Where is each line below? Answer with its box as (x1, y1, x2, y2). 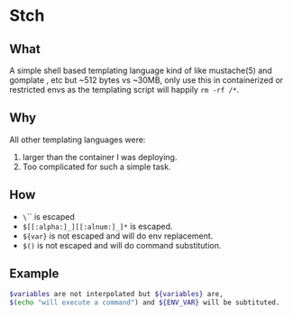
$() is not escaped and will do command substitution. (22, 239, 222, 250)
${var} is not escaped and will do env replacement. (22, 230, 214, 241)
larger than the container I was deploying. (22, 151, 178, 162)
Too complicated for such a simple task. (22, 161, 171, 172)
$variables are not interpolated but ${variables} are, (9, 290, 224, 299)
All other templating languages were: (9, 134, 146, 145)
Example (9, 266, 60, 282)
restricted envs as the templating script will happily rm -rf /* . (9, 85, 240, 95)
